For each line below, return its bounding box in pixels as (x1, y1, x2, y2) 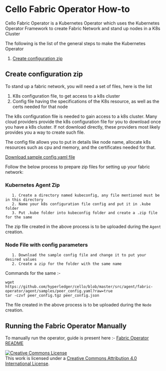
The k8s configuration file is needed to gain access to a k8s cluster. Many (5, 113, 157, 119)
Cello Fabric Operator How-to (5, 4, 130, 15)
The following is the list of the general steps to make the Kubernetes (5, 40, 146, 46)
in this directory (5, 197, 43, 202)
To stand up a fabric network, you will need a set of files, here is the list (5, 83, 152, 89)
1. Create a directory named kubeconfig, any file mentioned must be (11, 193, 160, 198)
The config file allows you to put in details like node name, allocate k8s (5, 139, 151, 145)
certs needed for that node (12, 104, 68, 110)
